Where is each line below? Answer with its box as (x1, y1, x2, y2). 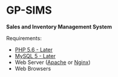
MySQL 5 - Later (14, 52, 56, 59)
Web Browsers (14, 65, 51, 72)
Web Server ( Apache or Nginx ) (14, 59, 91, 66)
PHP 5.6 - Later (14, 46, 53, 53)
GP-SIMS (6, 4, 52, 17)
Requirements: (6, 34, 42, 41)
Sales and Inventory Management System (6, 23, 112, 30)
